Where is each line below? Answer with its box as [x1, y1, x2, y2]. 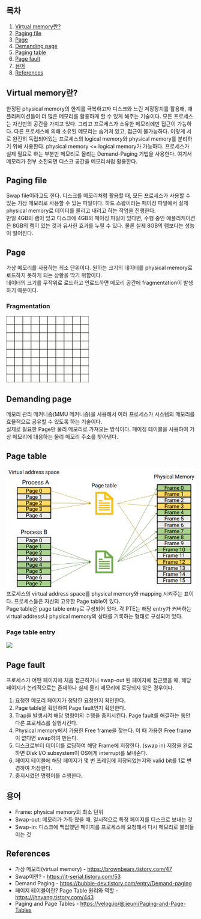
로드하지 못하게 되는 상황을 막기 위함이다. [6, 272, 103, 279]
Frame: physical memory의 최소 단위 [14, 808, 104, 816]
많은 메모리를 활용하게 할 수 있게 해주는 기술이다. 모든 [47, 112, 173, 120]
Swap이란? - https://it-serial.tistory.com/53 [14, 873, 121, 880]
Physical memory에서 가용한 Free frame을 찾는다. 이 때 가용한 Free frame [14, 727, 191, 734]
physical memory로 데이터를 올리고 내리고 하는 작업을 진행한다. [6, 207, 156, 215]
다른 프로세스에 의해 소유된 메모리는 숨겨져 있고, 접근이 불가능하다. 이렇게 [14, 127, 185, 135]
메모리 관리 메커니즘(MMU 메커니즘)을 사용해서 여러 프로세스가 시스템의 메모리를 [6, 411, 195, 418]
